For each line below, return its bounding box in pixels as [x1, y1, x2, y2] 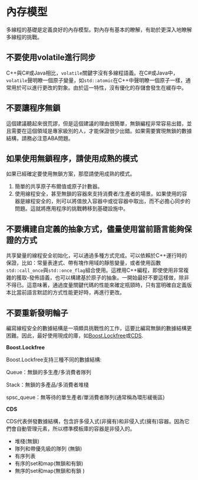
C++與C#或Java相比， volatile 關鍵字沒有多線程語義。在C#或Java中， [6, 69, 179, 76]
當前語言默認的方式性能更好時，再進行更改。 [16, 289, 125, 296]
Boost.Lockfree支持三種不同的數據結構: [6, 356, 102, 363]
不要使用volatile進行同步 [6, 53, 96, 63]
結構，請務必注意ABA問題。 [6, 134, 74, 142]
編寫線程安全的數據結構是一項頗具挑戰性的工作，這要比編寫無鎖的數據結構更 [6, 325, 192, 332]
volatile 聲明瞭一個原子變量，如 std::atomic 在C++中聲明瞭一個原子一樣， [6, 76, 186, 83]
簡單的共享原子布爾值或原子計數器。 [14, 183, 103, 190]
